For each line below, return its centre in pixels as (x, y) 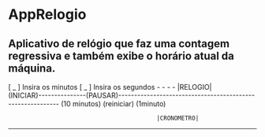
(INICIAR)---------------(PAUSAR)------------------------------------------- (132, 95)
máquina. (32, 68)
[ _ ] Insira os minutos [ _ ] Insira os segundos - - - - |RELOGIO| (110, 87)
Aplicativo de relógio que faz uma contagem (119, 44)
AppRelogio (47, 15)
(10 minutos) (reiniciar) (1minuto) (113, 104)
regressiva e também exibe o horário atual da (121, 56)
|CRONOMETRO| (178, 118)
